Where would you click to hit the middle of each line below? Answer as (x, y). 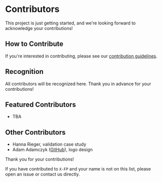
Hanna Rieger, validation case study (49, 144)
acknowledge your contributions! (39, 28)
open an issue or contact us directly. (43, 174)
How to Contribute (34, 44)
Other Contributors (35, 132)
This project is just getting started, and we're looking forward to (71, 23)
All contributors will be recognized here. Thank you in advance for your (78, 84)
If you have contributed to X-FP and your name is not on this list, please (78, 169)
